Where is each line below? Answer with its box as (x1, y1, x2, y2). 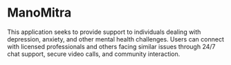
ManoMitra (7, 5, 72, 21)
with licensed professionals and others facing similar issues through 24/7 (7, 42, 216, 50)
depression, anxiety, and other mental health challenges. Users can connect (7, 35, 225, 43)
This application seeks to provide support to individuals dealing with (7, 28, 201, 36)
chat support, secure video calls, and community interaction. (7, 50, 181, 58)
